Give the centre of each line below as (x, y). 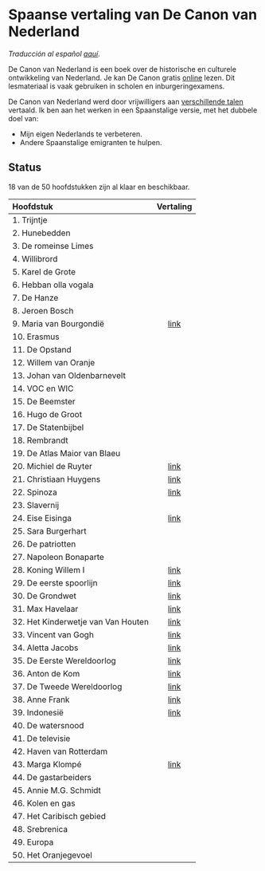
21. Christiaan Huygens (57, 479)
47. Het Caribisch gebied (59, 816)
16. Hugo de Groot (47, 414)
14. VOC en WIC (43, 388)
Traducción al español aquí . (55, 53)
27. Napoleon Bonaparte (58, 557)
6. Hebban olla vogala (53, 285)
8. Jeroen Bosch (43, 310)
